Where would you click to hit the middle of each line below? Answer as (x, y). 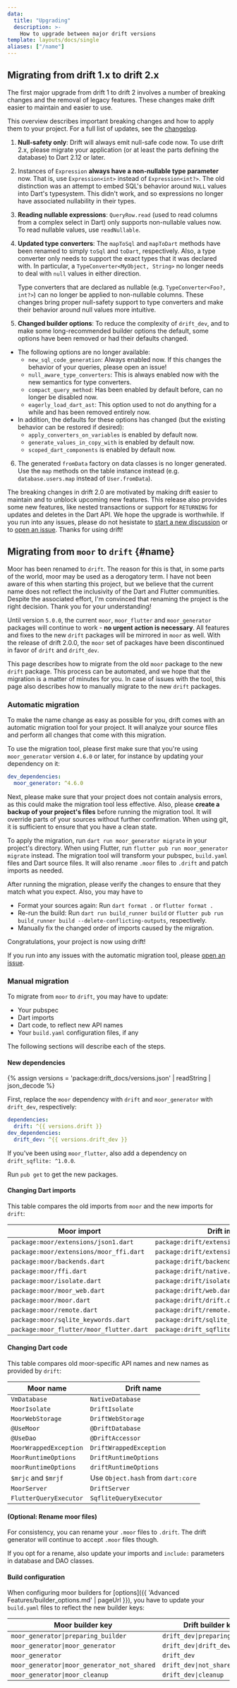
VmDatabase (29, 1399)
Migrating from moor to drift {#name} (91, 552)
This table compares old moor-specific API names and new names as (108, 1364)
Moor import (79, 1231)
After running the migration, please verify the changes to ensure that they (114, 884)
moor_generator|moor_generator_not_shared (83, 1665)
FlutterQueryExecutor (47, 1498)
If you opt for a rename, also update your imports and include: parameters (116, 1553)
